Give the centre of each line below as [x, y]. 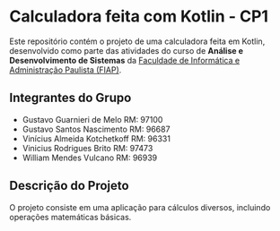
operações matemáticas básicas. [70, 217]
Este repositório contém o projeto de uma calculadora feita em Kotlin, [137, 41]
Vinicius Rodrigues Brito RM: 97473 [87, 148]
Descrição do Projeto [69, 186]
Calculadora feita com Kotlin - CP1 [139, 17]
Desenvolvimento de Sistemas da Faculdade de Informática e [125, 60]
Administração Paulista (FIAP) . [66, 70]
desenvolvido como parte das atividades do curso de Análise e [127, 50]
